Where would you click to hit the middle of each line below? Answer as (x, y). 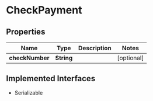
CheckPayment (44, 10)
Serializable (29, 93)
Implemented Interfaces (51, 79)
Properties (26, 32)
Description (95, 48)
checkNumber (29, 58)
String (64, 58)
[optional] (131, 58)
